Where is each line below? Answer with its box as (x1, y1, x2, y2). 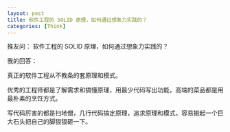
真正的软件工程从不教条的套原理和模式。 (7, 71, 122, 79)
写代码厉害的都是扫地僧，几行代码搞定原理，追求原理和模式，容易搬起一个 (7, 109, 218, 117)
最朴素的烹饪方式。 (7, 94, 62, 103)
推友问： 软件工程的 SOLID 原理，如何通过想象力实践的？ (7, 42, 169, 51)
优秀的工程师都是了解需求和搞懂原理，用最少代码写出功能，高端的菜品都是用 (7, 86, 224, 94)
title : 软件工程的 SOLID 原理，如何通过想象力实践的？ (7, 16, 148, 23)
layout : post (7, 10, 45, 17)
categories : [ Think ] (7, 23, 67, 29)
